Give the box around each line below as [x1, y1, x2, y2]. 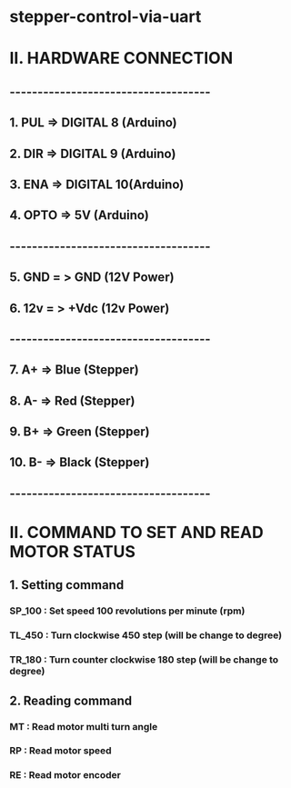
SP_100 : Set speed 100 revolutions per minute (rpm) [9, 604, 246, 617]
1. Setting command [9, 577, 125, 593]
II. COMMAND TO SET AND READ [9, 523, 264, 543]
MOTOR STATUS [9, 542, 136, 563]
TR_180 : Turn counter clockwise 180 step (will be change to [9, 653, 279, 666]
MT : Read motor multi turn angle [9, 720, 158, 733]
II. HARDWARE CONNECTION [9, 48, 234, 69]
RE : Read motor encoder [9, 769, 121, 782]
